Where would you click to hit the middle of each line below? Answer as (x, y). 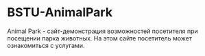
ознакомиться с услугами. (46, 45)
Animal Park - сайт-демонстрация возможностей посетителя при (103, 31)
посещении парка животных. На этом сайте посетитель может (99, 38)
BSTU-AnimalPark (60, 12)
